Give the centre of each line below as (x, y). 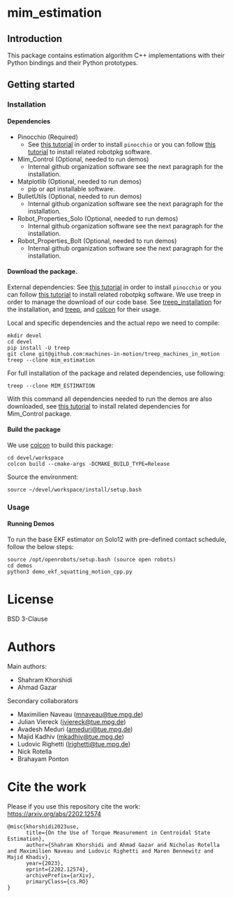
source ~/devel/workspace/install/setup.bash (74, 490)
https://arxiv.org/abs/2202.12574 (54, 814)
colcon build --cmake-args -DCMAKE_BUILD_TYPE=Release (89, 464)
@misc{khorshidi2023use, (43, 826)
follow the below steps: (41, 547)
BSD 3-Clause (28, 619)
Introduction (35, 39)
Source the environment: (43, 477)
